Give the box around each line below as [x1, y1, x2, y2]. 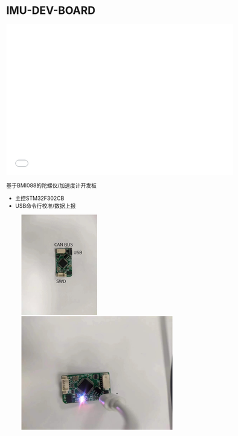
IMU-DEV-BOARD [6, 4, 95, 18]
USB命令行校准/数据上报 [14, 202, 76, 209]
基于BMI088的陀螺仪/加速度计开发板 [6, 182, 97, 189]
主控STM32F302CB [14, 194, 65, 202]
